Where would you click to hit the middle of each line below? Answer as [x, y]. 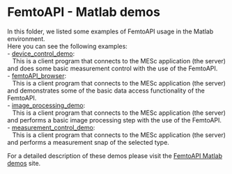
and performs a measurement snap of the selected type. [88, 142]
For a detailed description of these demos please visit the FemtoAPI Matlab [115, 156]
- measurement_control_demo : [51, 127]
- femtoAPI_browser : [37, 76]
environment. [26, 38]
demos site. [24, 163]
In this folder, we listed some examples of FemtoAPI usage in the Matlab [110, 31]
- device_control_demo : [41, 54]
